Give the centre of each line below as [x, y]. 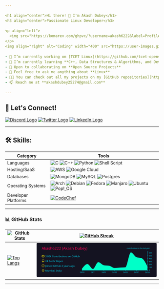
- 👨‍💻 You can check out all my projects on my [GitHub [62, 77]
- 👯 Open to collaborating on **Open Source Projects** [63, 67]
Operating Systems [26, 186]
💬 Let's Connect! [31, 108]
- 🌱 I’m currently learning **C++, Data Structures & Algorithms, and [78, 62]
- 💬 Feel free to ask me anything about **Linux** [58, 72]
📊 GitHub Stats [24, 219]
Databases [18, 176]
